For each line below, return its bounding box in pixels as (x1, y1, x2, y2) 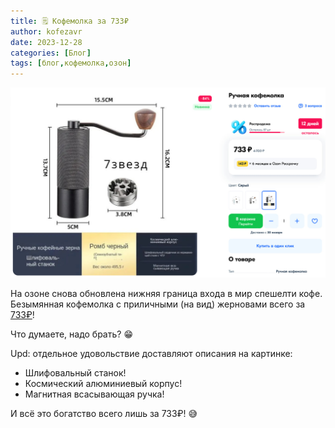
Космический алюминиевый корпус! (24, 377, 183, 389)
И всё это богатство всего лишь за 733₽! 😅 (10, 407, 198, 419)
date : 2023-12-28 (10, 37, 83, 47)
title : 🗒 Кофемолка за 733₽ (10, 16, 129, 26)
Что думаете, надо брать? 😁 (10, 328, 133, 340)
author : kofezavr (10, 26, 83, 37)
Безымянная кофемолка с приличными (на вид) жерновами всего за (10, 298, 306, 310)
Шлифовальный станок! (24, 366, 127, 379)
